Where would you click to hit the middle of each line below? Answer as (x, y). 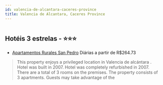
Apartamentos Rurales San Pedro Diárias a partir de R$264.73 (74, 53)
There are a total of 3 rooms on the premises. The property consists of (87, 72)
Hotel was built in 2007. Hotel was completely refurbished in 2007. (83, 67)
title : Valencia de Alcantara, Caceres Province (55, 14)
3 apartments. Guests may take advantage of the (66, 78)
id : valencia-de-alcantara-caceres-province (51, 9)
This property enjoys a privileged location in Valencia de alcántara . (84, 62)
